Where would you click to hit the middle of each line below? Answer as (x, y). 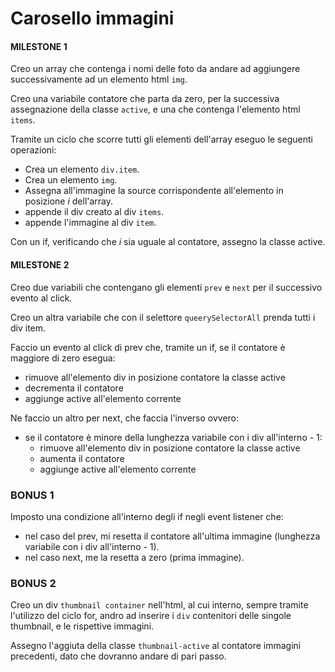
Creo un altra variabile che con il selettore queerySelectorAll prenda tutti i (163, 317)
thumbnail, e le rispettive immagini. (82, 626)
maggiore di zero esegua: (63, 358)
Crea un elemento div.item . (82, 169)
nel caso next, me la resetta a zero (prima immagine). (134, 557)
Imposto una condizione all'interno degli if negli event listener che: (147, 516)
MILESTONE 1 (39, 46)
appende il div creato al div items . (94, 212)
